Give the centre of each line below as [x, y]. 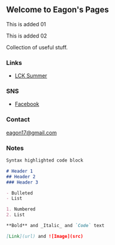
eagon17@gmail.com [32, 132]
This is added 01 [26, 24]
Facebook [27, 104]
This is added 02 [27, 36]
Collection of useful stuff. [37, 47]
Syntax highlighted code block [45, 160]
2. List [16, 215]
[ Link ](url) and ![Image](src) [45, 236]
